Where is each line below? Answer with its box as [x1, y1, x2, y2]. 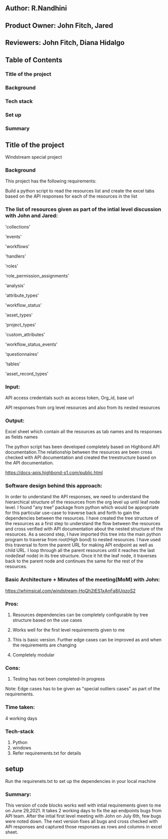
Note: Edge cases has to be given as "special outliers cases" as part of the [5, 686, 160, 692]
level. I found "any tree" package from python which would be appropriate [5, 504, 159, 510]
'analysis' [5, 283, 25, 289]
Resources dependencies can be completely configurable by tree [12, 612, 148, 618]
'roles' [5, 263, 19, 269]
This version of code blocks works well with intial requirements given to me [5, 802, 161, 808]
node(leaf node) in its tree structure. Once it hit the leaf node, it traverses [5, 553, 157, 559]
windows [12, 744, 32, 751]
